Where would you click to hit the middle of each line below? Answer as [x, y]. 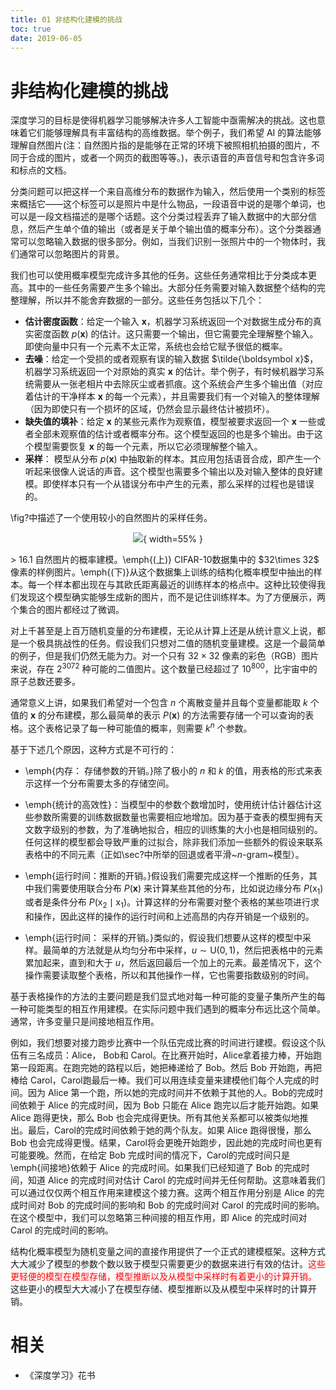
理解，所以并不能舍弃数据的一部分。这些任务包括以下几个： [141, 300]
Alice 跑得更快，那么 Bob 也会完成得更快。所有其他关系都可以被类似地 [155, 1118]
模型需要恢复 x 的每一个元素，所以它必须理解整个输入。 [148, 447]
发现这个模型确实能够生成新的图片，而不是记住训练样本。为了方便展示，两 [172, 597]
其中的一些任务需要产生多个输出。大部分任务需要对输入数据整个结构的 [172, 288]
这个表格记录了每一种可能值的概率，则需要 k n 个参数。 [140, 727]
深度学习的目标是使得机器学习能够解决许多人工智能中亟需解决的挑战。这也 [163, 120]
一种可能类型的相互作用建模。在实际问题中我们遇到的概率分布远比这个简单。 [168, 1009]
